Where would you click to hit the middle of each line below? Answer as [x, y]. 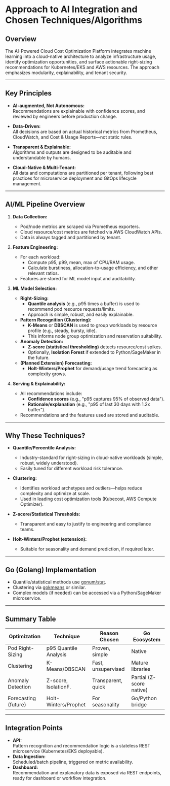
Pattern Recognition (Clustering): [56, 320]
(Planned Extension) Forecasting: [56, 363]
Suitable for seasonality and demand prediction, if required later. [87, 549]
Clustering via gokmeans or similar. [49, 587]
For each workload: [40, 257]
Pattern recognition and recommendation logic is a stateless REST [81, 745]
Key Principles [29, 93]
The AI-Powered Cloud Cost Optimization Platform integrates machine [78, 51]
